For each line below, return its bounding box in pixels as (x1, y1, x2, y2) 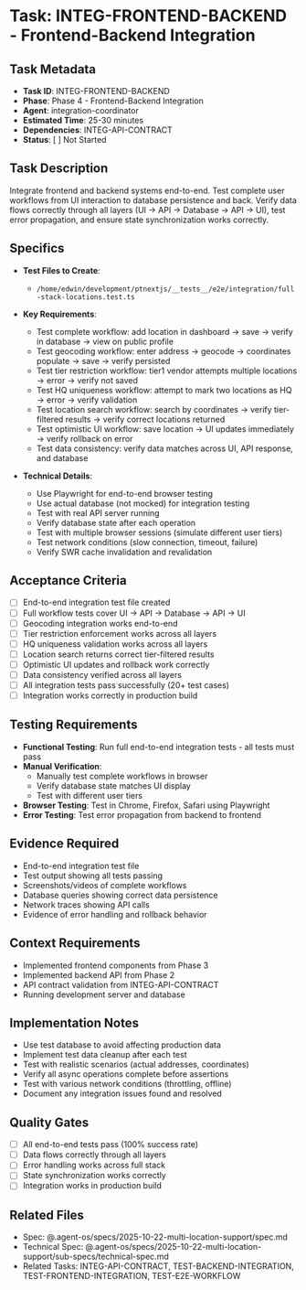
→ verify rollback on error (36, 433, 133, 444)
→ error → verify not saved (36, 374, 139, 385)
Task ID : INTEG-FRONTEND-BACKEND (22, 86, 171, 96)
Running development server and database (22, 989, 185, 1000)
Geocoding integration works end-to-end (22, 618, 178, 629)
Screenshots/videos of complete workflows (22, 879, 187, 890)
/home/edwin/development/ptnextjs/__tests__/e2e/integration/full (36, 285, 295, 294)
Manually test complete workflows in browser (36, 770, 208, 781)
